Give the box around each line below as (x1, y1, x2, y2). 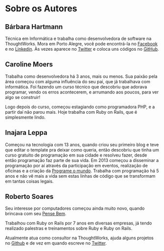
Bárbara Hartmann (5, 23, 63, 31)
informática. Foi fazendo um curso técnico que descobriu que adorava (5, 84, 147, 90)
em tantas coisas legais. (5, 178, 54, 184)
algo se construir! (5, 94, 41, 100)
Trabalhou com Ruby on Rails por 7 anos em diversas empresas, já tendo (5, 220, 152, 226)
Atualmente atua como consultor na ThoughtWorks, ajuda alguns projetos (5, 235, 154, 241)
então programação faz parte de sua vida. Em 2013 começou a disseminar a (5, 157, 159, 163)
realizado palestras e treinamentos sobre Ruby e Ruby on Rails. (5, 225, 133, 231)
